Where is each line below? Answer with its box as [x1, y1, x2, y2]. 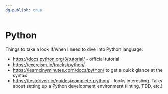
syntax [12, 72, 27, 78]
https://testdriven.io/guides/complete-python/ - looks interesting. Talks [12, 77, 162, 84]
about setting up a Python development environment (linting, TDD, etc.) [12, 83, 163, 89]
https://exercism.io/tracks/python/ [12, 61, 85, 68]
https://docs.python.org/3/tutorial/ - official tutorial [12, 56, 120, 62]
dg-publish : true [5, 7, 42, 13]
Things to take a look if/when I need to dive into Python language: [5, 46, 143, 52]
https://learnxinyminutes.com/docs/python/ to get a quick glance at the [12, 67, 163, 73]
